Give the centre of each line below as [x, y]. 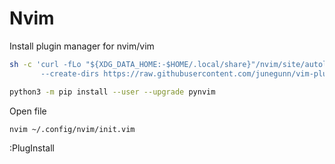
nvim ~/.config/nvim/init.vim [72, 129]
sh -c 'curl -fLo [45, 64]
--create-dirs [70, 73]
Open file [28, 111]
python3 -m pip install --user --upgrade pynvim [112, 92]
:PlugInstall [32, 148]
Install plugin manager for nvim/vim [82, 46]
